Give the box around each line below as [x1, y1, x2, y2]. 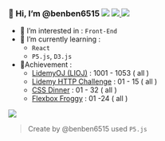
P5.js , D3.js [31, 52, 73, 61]
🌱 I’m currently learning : [19, 34, 101, 44]
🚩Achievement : [19, 60, 73, 69]
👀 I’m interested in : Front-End [19, 26, 118, 36]
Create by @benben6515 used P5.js [27, 124, 147, 134]
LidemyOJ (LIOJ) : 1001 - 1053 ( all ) [31, 69, 150, 78]
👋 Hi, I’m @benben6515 [8, 8, 100, 19]
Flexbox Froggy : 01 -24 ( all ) [31, 94, 128, 104]
